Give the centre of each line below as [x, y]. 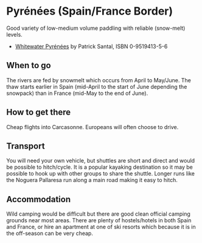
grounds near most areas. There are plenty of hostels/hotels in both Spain [99, 220]
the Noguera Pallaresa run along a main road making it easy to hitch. [92, 180]
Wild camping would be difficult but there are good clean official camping [98, 214]
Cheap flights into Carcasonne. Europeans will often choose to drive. [92, 127]
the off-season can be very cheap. [50, 233]
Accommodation [39, 199]
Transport [26, 146]
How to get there [39, 112]
